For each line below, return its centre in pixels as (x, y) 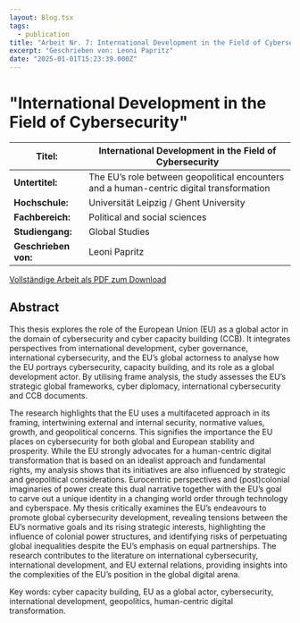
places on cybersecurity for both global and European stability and (132, 441)
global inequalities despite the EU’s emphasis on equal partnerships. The (143, 545)
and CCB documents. (48, 395)
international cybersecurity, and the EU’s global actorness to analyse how (144, 358)
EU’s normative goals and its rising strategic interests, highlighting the (137, 526)
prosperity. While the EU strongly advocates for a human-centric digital (140, 450)
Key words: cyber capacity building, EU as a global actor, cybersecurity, (142, 592)
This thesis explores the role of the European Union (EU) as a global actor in (149, 329)
